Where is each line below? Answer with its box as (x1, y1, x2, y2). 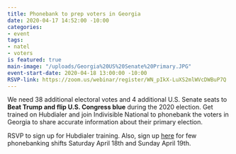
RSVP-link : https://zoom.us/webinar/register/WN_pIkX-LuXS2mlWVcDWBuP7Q (7, 76, 227, 83)
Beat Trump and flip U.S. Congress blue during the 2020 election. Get (7, 103, 214, 112)
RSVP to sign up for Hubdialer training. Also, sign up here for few (7, 131, 197, 140)
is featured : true (7, 57, 62, 64)
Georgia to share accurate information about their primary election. (7, 118, 203, 126)
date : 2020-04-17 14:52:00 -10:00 (7, 17, 110, 24)
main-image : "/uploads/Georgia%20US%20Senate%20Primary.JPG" (7, 63, 192, 70)
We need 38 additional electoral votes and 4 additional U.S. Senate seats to (7, 95, 227, 104)
